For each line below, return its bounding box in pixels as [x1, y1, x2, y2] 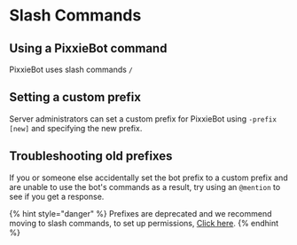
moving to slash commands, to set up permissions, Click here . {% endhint [9, 217, 279, 228]
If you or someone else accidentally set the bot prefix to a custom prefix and [9, 172, 288, 183]
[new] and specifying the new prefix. [9, 122, 143, 133]
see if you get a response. [9, 191, 105, 202]
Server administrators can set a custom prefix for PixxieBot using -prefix [9, 113, 277, 124]
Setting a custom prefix [9, 90, 142, 105]
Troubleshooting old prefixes [9, 148, 173, 164]
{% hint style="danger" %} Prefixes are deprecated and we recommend [9, 208, 272, 218]
